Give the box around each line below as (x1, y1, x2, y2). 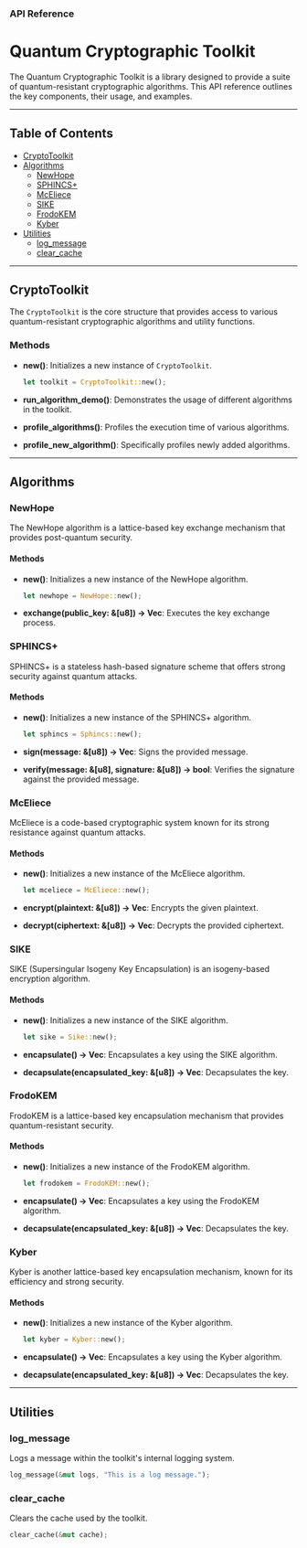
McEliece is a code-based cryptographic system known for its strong (9, 817, 270, 828)
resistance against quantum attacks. (9, 827, 146, 838)
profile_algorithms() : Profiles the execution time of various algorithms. (22, 422, 290, 432)
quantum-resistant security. (9, 1119, 114, 1131)
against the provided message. (22, 774, 140, 785)
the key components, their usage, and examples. (9, 91, 193, 101)
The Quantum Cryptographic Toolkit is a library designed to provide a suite (9, 71, 291, 82)
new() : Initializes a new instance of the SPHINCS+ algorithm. (22, 711, 252, 722)
